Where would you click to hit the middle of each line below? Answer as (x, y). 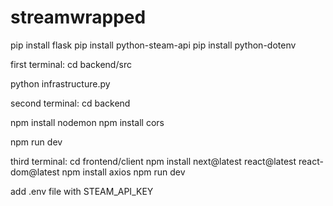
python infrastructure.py (60, 83)
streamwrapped (78, 17)
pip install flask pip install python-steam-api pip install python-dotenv (153, 45)
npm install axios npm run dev (123, 172)
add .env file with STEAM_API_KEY (82, 191)
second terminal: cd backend (70, 103)
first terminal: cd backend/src (71, 64)
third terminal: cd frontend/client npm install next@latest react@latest (153, 161)
